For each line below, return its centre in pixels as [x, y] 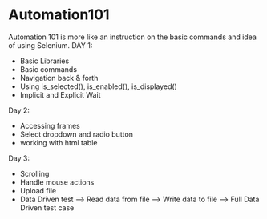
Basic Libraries [44, 61]
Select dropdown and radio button [77, 134]
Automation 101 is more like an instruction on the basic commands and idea [132, 37]
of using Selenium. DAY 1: [51, 45]
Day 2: [19, 110]
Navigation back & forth [59, 78]
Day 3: [19, 158]
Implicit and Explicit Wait [60, 94]
